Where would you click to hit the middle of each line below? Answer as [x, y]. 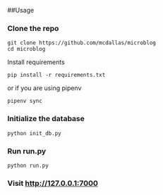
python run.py [28, 165]
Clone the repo [33, 28]
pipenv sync [25, 101]
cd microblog [26, 49]
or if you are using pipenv [44, 88]
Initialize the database [46, 119]
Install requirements [36, 62]
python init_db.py [34, 133]
